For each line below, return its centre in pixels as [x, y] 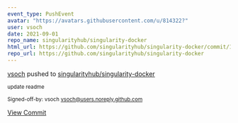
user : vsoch [25, 27]
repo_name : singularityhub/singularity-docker [77, 41]
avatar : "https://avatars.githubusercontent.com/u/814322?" [98, 21]
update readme [26, 87]
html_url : [22, 47]
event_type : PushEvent [41, 14]
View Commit [27, 112]
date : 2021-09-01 [33, 34]
